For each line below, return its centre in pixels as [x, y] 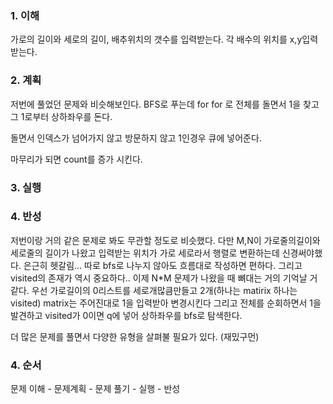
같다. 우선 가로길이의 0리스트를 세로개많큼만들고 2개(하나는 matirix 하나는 [154, 290]
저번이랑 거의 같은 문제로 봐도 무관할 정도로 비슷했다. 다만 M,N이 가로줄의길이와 [165, 240]
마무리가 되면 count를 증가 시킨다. [76, 159]
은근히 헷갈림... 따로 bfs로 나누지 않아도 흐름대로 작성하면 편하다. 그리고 [163, 265]
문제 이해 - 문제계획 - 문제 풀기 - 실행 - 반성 [95, 389]
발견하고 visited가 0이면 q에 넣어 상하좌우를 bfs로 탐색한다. [126, 315]
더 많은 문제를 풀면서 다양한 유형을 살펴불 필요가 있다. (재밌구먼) [135, 336]
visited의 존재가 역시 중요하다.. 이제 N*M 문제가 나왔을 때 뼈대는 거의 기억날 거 [164, 278]
